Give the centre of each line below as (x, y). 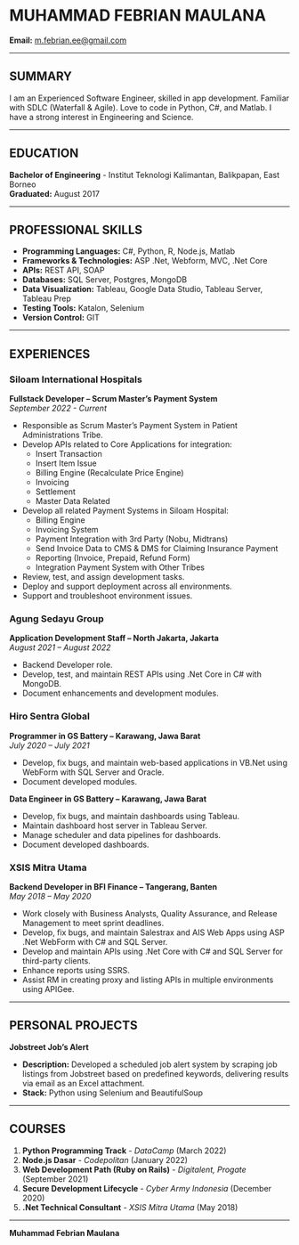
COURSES (38, 1129)
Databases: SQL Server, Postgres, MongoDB (105, 280)
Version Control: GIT (61, 318)
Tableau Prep (46, 298)
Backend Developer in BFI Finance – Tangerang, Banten (113, 886)
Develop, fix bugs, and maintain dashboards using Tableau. (131, 816)
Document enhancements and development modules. (121, 693)
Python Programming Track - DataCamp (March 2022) (124, 1151)
